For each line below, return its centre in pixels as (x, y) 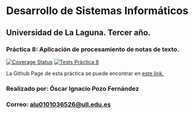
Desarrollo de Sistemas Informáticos (97, 11)
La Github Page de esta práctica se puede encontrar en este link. (85, 73)
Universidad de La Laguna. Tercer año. (78, 33)
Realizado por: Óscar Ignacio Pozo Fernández (73, 88)
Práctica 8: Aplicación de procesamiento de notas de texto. (93, 49)
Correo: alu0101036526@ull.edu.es (58, 104)
